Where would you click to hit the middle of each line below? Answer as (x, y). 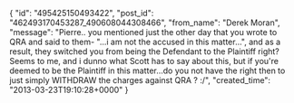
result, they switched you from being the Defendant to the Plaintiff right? (144, 51)
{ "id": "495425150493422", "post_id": (82, 13)
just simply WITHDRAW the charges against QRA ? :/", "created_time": (140, 80)
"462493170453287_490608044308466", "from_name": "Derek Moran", (145, 23)
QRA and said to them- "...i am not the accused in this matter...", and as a (145, 42)
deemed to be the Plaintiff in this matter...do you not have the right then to (147, 70)
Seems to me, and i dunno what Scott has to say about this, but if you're (144, 61)
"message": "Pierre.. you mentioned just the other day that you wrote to (143, 32)
